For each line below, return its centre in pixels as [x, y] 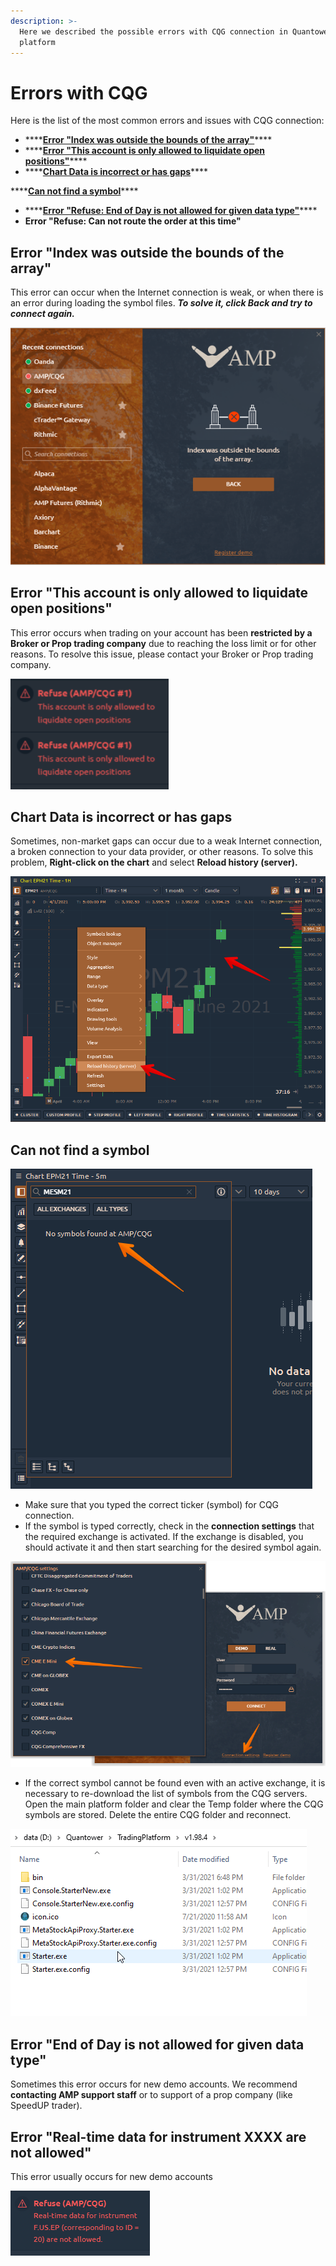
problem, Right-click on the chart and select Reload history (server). [154, 862]
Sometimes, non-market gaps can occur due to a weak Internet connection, [166, 841]
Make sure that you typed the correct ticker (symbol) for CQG [152, 1505]
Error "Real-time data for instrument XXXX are [158, 2136]
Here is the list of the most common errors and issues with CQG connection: [167, 121]
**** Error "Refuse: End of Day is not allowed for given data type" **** [171, 211]
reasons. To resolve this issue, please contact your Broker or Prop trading [162, 654]
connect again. [42, 314]
